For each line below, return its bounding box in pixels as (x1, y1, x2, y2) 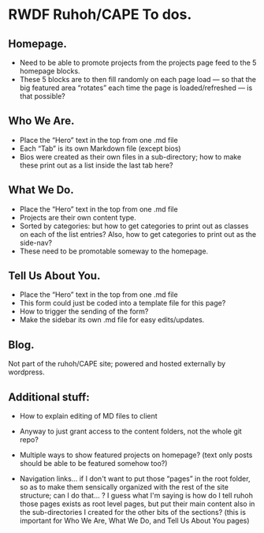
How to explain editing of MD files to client (19, 411, 158, 421)
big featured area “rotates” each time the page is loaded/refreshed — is (19, 83, 253, 92)
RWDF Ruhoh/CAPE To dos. (8, 6, 192, 24)
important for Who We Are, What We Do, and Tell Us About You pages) (19, 516, 250, 526)
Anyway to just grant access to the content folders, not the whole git (19, 426, 242, 436)
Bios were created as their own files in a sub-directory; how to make (19, 152, 242, 161)
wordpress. (8, 367, 45, 377)
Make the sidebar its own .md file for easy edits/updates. (19, 315, 205, 325)
